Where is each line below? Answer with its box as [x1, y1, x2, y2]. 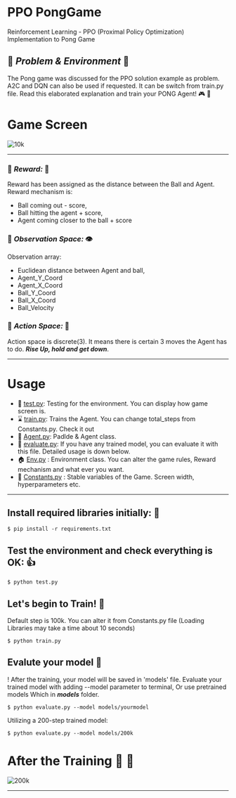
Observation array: [7, 252, 62, 261]
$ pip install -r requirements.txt [7, 525, 112, 533]
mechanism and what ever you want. [17, 465, 124, 473]
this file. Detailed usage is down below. [17, 447, 131, 456]
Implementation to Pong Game [7, 34, 96, 43]
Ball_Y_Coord [17, 289, 56, 297]
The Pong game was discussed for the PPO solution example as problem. [7, 74, 220, 82]
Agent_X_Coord [17, 281, 63, 290]
